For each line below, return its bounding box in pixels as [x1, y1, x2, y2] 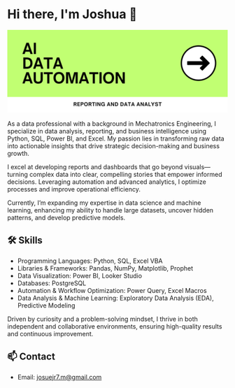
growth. [7, 149, 30, 157]
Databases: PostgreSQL [17, 279, 87, 287]
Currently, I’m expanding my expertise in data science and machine [7, 199, 201, 207]
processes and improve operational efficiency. [7, 185, 141, 193]
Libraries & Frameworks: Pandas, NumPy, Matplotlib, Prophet [17, 264, 194, 272]
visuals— [184, 162, 211, 171]
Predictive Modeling [17, 301, 76, 310]
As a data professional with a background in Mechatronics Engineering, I [7, 119, 217, 128]
